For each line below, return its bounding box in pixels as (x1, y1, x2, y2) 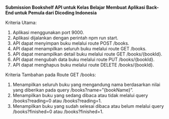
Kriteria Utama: (5, 20, 37, 25)
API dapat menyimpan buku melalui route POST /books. (12, 40, 130, 46)
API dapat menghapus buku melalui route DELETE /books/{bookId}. (12, 62, 154, 68)
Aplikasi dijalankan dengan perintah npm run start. (12, 35, 119, 41)
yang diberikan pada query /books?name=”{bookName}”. (12, 87, 133, 93)
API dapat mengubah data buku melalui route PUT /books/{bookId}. (12, 56, 155, 63)
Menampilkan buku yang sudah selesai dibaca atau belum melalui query (12, 103, 164, 109)
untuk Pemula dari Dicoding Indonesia (14, 10, 97, 16)
